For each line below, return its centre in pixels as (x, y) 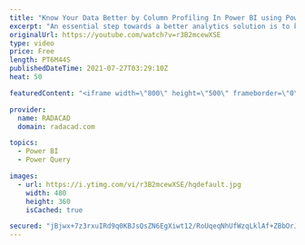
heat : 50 (26, 77)
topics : (24, 143)
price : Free (32, 52)
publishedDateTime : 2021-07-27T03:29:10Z (89, 69)
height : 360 (48, 201)
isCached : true (54, 210)
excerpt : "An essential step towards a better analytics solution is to (150, 26)
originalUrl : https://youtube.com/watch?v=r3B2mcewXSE (115, 34)
